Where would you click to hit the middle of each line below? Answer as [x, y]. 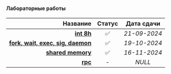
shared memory [69, 53]
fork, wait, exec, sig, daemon [50, 43]
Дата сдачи [143, 23]
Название [77, 23]
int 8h [83, 33]
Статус [108, 23]
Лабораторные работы [36, 8]
